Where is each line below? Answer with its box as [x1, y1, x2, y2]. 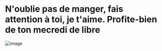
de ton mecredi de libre [5, 25, 101, 35]
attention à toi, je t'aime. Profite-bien [5, 14, 158, 25]
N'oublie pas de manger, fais [5, 3, 123, 15]
